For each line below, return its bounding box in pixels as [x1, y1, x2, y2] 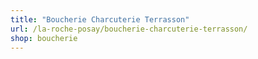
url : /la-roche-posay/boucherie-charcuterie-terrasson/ [10, 24, 248, 34]
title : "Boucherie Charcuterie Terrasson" [10, 14, 190, 25]
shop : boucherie [10, 33, 78, 43]
